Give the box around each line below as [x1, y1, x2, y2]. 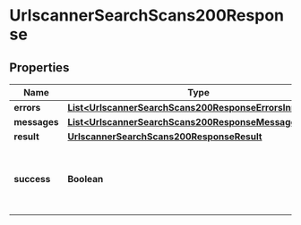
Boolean [66, 173, 104, 185]
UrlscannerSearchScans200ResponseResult [66, 130, 262, 143]
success [13, 173, 51, 185]
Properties [9, 60, 70, 75]
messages [13, 116, 59, 128]
